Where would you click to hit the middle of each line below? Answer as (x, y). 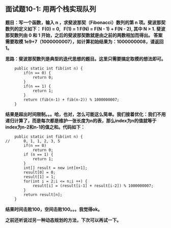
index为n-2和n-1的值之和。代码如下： (45, 127)
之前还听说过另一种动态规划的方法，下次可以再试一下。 (63, 220)
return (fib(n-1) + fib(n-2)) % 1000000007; (72, 99)
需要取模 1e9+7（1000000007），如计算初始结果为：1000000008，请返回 (84, 41)
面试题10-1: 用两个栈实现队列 (51, 9)
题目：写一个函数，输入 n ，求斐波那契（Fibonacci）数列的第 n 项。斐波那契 (85, 22)
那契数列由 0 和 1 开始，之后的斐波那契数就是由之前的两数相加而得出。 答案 (84, 35)
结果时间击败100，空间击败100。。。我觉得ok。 (54, 209)
